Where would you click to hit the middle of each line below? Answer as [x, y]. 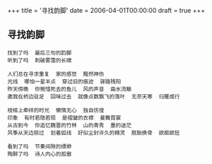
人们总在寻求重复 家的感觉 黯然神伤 [56, 74]
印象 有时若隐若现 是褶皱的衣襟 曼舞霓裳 [64, 118]
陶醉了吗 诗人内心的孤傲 [40, 154]
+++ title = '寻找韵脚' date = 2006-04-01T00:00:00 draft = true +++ [106, 10]
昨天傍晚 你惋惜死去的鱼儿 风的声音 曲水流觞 [70, 89]
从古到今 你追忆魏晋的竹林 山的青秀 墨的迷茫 [70, 125]
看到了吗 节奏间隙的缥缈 [40, 146]
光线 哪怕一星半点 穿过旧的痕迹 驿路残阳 [64, 81]
